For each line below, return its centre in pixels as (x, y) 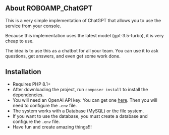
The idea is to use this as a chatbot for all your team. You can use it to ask (82, 50)
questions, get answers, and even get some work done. (63, 56)
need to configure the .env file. (45, 105)
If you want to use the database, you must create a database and (80, 116)
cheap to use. (19, 41)
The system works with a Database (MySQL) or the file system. (78, 111)
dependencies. (28, 95)
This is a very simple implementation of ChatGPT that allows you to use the (83, 20)
